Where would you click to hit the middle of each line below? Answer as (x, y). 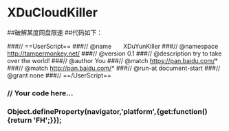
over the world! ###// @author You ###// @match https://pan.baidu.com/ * (112, 60)
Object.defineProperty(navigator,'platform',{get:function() (107, 111)
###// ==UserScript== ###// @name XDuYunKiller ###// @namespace (113, 46)
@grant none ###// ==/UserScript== (59, 75)
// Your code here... (40, 93)
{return (20, 120)
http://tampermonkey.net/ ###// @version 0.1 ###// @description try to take (115, 53)
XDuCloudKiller (53, 13)
